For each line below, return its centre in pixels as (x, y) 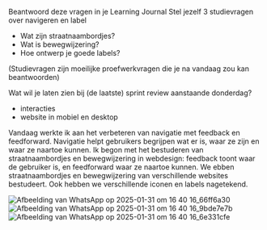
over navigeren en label (48, 20)
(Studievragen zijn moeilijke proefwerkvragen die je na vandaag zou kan (129, 69)
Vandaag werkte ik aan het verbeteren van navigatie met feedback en (124, 133)
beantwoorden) (34, 77)
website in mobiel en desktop (69, 117)
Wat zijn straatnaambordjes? (68, 36)
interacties (38, 109)
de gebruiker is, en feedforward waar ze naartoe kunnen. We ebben (121, 167)
